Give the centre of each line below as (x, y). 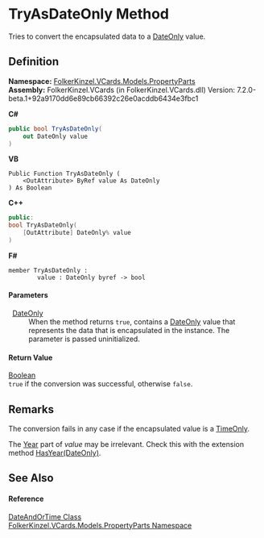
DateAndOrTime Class (45, 516)
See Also (31, 478)
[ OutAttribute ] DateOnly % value (77, 233)
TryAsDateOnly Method (89, 14)
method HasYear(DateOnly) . (55, 453)
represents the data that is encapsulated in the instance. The (129, 331)
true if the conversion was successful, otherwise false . (101, 384)
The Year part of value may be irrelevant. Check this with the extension (126, 444)
